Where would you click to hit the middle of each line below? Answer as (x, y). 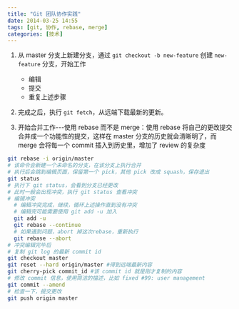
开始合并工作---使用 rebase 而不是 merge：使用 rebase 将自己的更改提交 (125, 127)
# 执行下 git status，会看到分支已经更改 (63, 185)
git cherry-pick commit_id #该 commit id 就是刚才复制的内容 (95, 272)
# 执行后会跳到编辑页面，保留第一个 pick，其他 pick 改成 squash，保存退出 (108, 172)
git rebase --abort (43, 238)
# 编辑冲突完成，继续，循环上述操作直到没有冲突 (76, 205)
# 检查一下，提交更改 (35, 291)
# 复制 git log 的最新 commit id (54, 252)
